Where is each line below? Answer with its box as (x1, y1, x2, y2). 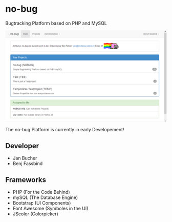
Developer (5, 142, 39, 150)
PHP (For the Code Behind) (12, 189, 70, 195)
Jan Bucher (12, 155, 37, 162)
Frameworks (5, 175, 47, 184)
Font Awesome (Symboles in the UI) (12, 206, 89, 212)
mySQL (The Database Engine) (12, 194, 78, 200)
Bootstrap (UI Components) (12, 200, 71, 206)
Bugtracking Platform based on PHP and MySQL (5, 20, 107, 26)
